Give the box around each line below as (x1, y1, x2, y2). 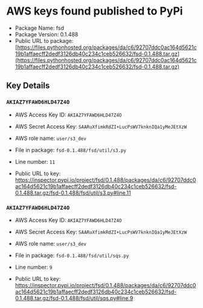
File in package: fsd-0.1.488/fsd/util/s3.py (14, 146, 127, 153)
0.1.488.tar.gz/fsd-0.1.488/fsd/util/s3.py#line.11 (14, 189, 131, 196)
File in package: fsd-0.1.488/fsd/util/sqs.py (14, 252, 129, 259)
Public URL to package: (14, 37, 74, 44)
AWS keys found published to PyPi (6, 4, 183, 18)
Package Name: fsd (14, 24, 65, 32)
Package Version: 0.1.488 (14, 30, 79, 38)
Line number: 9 (14, 263, 53, 270)
